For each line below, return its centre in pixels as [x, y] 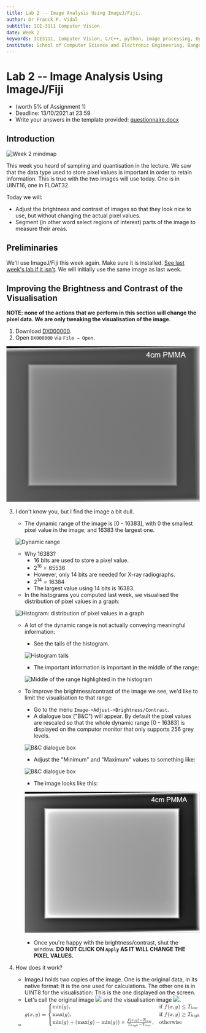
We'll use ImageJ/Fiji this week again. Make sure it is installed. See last [96, 263]
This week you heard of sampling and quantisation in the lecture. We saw [99, 165]
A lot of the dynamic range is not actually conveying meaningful [105, 625]
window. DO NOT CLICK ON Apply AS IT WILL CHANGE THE [109, 949]
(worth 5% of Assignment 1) [50, 106]
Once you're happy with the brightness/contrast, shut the [106, 942]
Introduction [31, 139]
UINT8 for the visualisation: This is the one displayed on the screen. [110, 992]
